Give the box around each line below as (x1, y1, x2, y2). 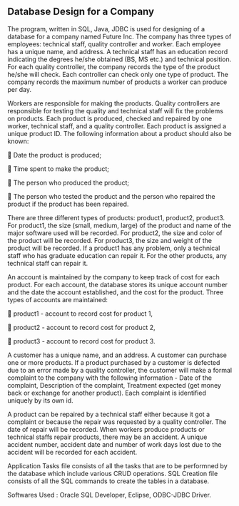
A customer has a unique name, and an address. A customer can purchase (7, 351, 227, 359)
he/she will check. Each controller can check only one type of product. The (7, 70, 228, 78)
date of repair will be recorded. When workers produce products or (7, 425, 205, 433)
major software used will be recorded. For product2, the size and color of (7, 228, 223, 237)
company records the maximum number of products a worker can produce (7, 78, 228, 86)
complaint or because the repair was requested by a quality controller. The (7, 417, 227, 426)
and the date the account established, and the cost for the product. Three (7, 288, 223, 296)
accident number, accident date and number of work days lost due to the (7, 440, 222, 448)
